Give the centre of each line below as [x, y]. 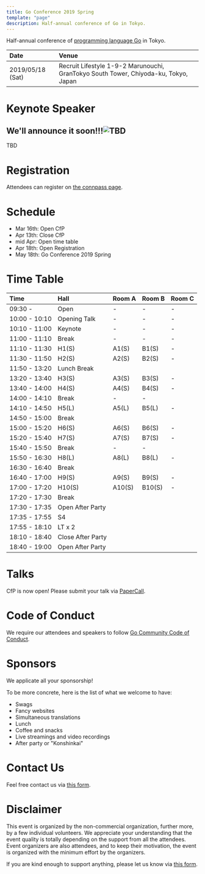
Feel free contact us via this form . [49, 784]
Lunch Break [76, 369]
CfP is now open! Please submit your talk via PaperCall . [76, 591]
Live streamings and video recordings [63, 737]
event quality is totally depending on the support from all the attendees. [96, 839]
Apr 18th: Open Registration [50, 248]
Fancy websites [35, 711]
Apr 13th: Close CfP [40, 235]
